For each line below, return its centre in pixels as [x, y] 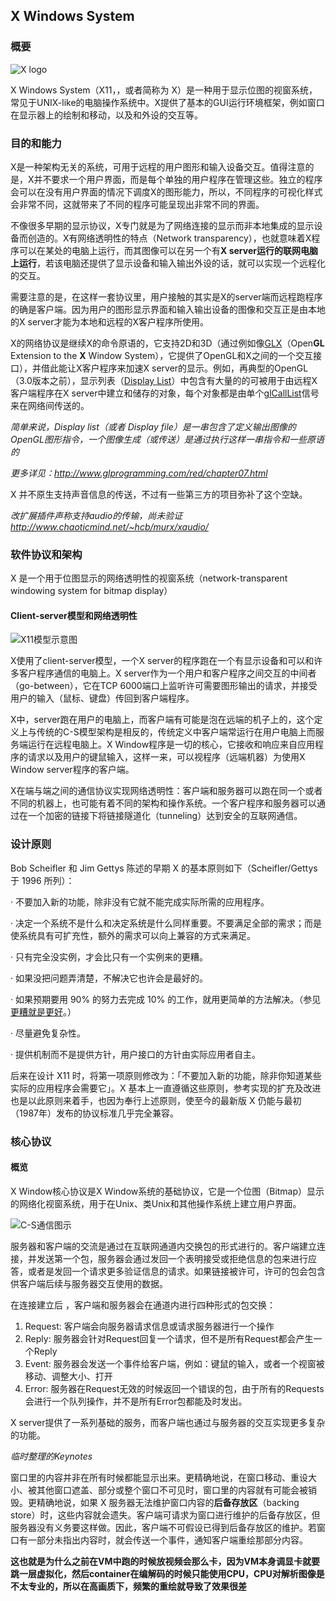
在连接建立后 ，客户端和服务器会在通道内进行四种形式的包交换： [143, 1305]
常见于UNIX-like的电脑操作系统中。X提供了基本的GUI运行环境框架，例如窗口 [167, 102]
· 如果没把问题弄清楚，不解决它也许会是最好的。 [109, 978]
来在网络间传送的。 [50, 405]
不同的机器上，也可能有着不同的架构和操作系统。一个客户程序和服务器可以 [163, 803]
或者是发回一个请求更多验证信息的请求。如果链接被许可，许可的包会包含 [176, 1271]
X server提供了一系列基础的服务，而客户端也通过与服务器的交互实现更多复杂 [168, 1422]
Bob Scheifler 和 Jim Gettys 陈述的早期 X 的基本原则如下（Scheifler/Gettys [164, 868]
